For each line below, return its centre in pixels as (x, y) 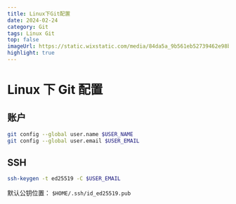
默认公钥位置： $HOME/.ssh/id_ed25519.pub (69, 193)
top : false (23, 40)
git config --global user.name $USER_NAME (70, 134)
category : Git (28, 27)
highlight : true (31, 53)
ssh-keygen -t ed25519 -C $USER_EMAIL (64, 179)
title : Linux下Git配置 (39, 14)
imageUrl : (22, 46)
